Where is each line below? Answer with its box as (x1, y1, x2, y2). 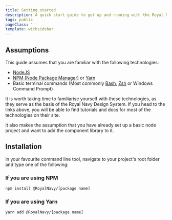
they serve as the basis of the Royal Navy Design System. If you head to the (5, 101, 165, 107)
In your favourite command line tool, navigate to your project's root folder (5, 156, 160, 162)
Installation (5, 142, 42, 151)
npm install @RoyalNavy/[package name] (5, 186, 91, 191)
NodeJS (12, 69, 30, 75)
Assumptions (5, 46, 49, 54)
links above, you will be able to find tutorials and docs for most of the (5, 106, 151, 113)
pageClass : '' (5, 22, 36, 27)
